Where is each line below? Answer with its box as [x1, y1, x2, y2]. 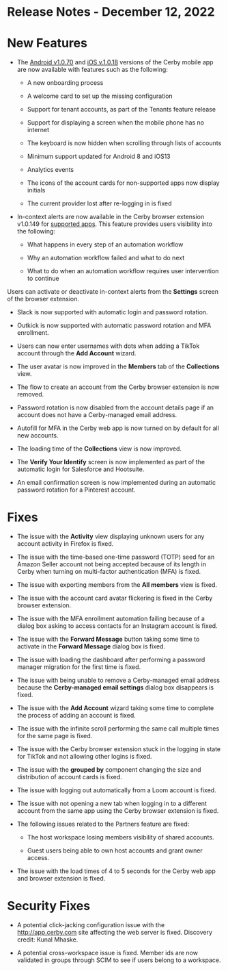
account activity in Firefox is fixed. [16, 540, 114, 548]
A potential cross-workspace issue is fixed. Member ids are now [16, 949, 198, 957]
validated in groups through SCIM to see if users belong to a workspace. [16, 956, 221, 964]
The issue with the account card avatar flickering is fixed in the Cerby [16, 594, 213, 603]
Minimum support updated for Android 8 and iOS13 [27, 152, 171, 161]
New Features [7, 36, 87, 51]
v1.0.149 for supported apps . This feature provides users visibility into [16, 220, 213, 228]
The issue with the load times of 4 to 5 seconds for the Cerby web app [16, 867, 216, 875]
